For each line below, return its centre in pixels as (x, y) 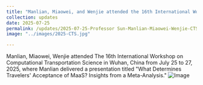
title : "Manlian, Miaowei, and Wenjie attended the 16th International (98, 12)
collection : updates (32, 17)
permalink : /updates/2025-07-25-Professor (60, 28)
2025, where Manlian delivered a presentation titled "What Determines (94, 69)
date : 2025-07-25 (28, 23)
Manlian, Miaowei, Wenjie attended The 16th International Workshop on (95, 56)
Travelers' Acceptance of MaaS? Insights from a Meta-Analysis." (87, 75)
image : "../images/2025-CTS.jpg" (48, 34)
